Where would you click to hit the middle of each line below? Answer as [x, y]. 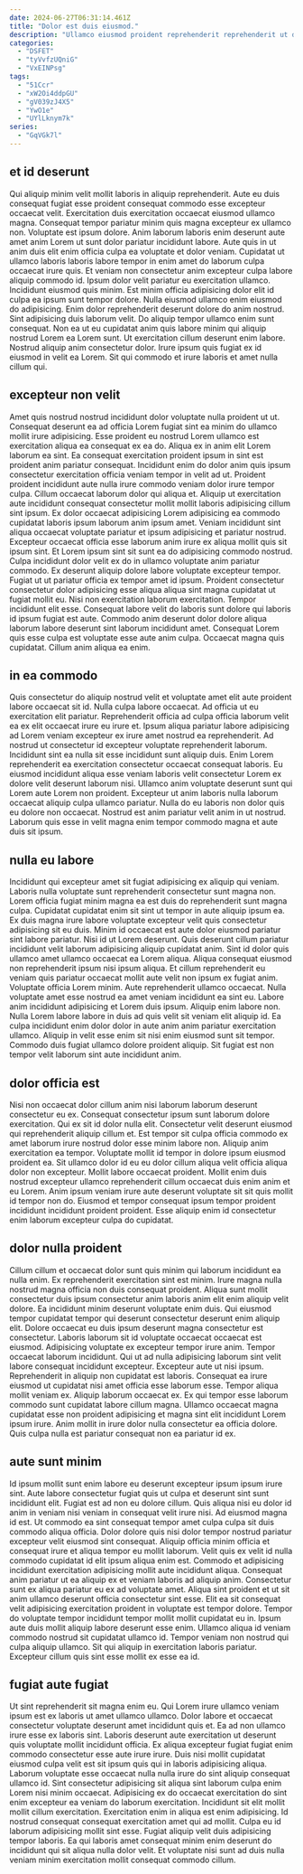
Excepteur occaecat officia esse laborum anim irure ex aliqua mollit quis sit [148, 541]
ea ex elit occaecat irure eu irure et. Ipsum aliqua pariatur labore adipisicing [150, 726]
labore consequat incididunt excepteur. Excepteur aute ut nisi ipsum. [137, 1366]
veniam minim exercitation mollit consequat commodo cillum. [123, 1860]
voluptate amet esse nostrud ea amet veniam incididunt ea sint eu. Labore [147, 997]
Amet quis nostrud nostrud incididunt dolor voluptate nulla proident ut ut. [145, 417]
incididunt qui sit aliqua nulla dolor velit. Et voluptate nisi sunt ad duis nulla [147, 1851]
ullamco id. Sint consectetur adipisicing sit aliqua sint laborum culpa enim [146, 1783]
